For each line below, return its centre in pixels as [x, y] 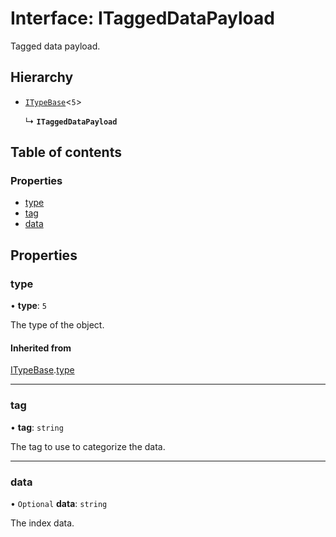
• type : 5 [28, 306]
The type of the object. [57, 325]
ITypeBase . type [42, 370]
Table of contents [66, 152]
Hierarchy [42, 77]
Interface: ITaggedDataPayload [142, 18]
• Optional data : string [59, 503]
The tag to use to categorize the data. [88, 446]
